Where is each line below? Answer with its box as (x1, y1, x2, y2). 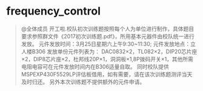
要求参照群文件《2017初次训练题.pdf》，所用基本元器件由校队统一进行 (21, 32, 195, 40)
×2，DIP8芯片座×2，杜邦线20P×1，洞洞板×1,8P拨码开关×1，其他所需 (21, 55, 194, 62)
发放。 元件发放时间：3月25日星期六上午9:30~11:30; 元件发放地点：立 (21, 40, 196, 47)
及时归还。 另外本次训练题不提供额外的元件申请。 (21, 78, 145, 86)
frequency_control (6, 4, 101, 18)
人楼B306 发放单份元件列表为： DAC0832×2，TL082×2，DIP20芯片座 (21, 47, 198, 55)
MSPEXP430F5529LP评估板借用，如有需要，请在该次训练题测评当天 (21, 70, 193, 78)
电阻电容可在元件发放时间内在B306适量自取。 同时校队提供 (21, 62, 170, 70)
